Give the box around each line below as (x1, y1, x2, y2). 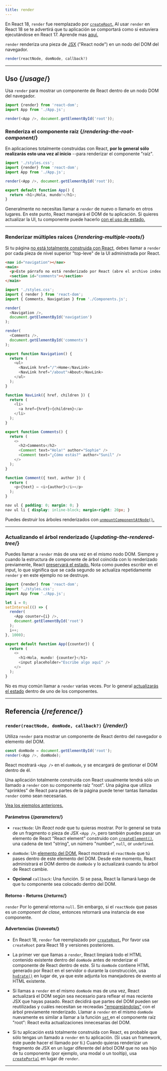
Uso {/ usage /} (5, 74, 51, 83)
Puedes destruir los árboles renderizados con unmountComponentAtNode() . (5, 516, 155, 523)
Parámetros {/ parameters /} (5, 814, 63, 820)
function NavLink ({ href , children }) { (5, 393, 90, 398)
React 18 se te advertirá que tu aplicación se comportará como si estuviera (5, 26, 159, 32)
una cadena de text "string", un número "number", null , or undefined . (12, 841, 155, 847)
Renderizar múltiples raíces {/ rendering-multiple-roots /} (5, 233, 145, 240)
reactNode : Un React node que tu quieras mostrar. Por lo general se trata (12, 825, 161, 831)
